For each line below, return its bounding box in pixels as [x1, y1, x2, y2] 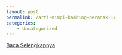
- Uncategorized [17, 25, 58, 32]
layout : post [6, 8, 39, 15]
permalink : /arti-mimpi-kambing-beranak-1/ [6, 14, 117, 20]
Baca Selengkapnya [6, 42, 56, 49]
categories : [6, 20, 36, 26]
